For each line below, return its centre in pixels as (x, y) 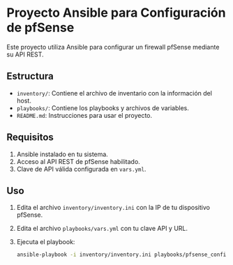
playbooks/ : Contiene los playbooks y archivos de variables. (103, 108)
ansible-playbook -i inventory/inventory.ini (84, 255)
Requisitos (30, 137)
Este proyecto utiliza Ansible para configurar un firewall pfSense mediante (113, 47)
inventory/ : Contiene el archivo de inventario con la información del (114, 93)
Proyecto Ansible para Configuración (116, 13)
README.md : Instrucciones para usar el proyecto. (84, 115)
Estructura (30, 76)
